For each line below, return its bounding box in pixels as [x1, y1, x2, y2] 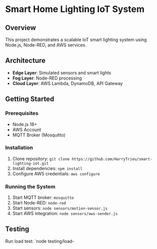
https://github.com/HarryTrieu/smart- [71, 156, 152, 161]
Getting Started [5, 95, 54, 103]
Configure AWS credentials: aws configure [12, 170, 100, 176]
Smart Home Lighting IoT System [5, 3, 145, 15]
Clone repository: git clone [12, 155, 70, 161]
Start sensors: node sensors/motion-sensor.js [12, 205, 108, 211]
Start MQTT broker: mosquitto [12, 194, 74, 200]
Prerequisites [5, 110, 38, 117]
